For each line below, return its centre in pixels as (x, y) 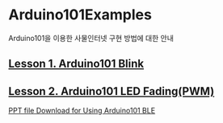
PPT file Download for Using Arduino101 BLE (82, 111)
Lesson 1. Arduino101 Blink (76, 64)
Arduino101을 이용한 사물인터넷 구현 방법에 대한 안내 (91, 38)
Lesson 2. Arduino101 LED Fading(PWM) (111, 91)
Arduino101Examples (80, 15)
